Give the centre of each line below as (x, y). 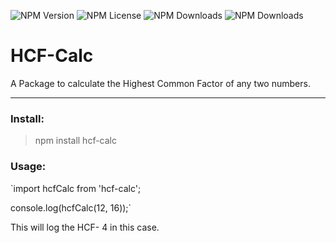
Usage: (28, 167)
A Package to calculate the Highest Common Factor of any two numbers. (160, 83)
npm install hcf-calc (76, 141)
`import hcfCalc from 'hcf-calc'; (76, 188)
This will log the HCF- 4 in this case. (85, 227)
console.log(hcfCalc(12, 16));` (71, 207)
